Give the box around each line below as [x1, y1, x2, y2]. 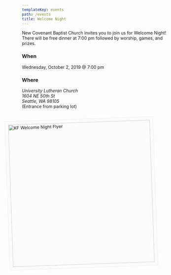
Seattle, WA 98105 [22, 98, 60, 104]
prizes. [22, 41, 36, 46]
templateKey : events [22, 7, 65, 12]
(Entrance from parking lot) [22, 103, 77, 109]
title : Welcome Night [22, 16, 67, 21]
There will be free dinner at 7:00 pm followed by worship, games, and [22, 35, 163, 41]
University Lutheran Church [22, 88, 78, 93]
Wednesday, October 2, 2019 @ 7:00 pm [22, 64, 104, 70]
